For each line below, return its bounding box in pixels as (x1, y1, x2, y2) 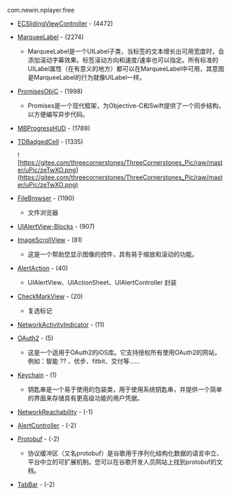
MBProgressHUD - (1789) (17, 124, 90, 132)
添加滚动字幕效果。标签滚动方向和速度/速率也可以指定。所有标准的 (27, 56, 219, 64)
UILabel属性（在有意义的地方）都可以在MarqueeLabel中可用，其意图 (27, 65, 225, 72)
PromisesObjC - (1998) (17, 87, 83, 95)
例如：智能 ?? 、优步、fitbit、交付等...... (27, 357, 140, 365)
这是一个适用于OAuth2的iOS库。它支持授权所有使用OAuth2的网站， (27, 348, 221, 357)
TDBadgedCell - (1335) (17, 138, 83, 145)
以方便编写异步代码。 (27, 111, 89, 118)
